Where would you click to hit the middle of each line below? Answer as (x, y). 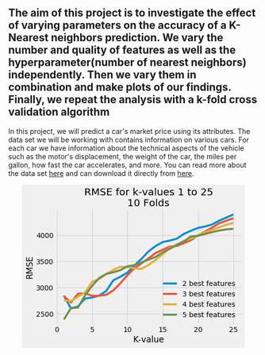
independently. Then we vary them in (102, 75)
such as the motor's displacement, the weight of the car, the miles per (123, 156)
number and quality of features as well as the (122, 50)
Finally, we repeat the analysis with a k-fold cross (133, 99)
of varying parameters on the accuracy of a (118, 26)
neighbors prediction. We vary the (137, 38)
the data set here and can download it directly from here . (101, 173)
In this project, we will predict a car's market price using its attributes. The (129, 131)
